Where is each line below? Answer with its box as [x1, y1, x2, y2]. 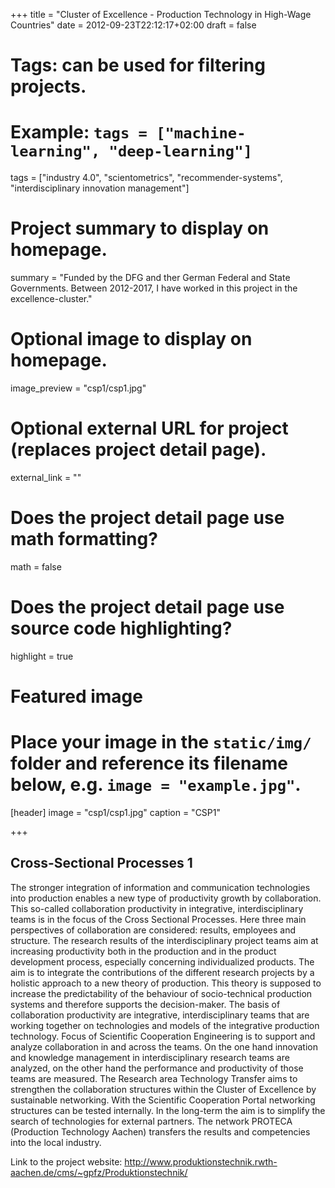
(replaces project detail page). [10, 439, 267, 461]
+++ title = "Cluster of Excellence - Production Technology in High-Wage [10, 9, 312, 20]
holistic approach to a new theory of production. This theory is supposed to [10, 977, 322, 989]
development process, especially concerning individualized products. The [10, 955, 315, 968]
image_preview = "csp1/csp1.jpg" [10, 382, 147, 394]
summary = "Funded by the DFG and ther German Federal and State [10, 272, 291, 284]
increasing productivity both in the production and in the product [10, 945, 277, 957]
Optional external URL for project [10, 417, 289, 440]
